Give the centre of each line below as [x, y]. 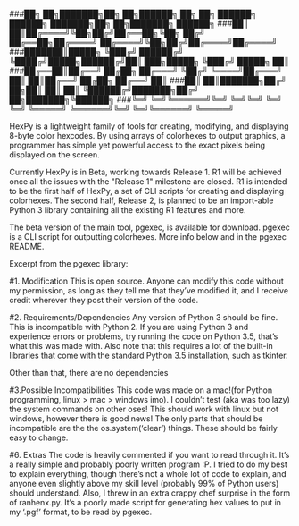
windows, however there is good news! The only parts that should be [136, 419]
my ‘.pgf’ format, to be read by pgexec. [81, 512]
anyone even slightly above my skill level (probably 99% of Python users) [144, 484]
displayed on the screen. [54, 155]
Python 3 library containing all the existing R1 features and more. [128, 210]
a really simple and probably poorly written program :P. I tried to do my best [148, 464]
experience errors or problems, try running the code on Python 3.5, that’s [144, 336]
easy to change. [39, 437]
